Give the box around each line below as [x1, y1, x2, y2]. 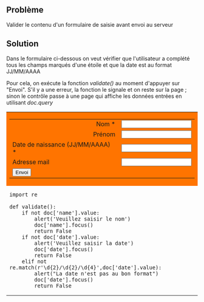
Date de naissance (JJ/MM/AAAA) [12, 140, 110, 148]
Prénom [93, 130, 115, 139]
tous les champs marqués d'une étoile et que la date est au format [6, 61, 172, 69]
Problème [6, 5, 44, 15]
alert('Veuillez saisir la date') [34, 239, 134, 247]
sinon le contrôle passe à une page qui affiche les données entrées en [6, 92, 182, 100]
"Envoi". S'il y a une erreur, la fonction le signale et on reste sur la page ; [6, 86, 187, 93]
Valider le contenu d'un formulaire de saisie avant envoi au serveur [6, 21, 174, 28]
